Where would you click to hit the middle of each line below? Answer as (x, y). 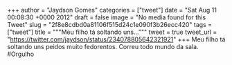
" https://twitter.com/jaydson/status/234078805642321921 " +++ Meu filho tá (116, 39)
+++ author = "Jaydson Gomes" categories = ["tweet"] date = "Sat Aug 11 (112, 10)
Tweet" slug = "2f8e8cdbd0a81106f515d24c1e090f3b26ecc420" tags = (110, 25)
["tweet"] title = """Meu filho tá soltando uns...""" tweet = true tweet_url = (112, 32)
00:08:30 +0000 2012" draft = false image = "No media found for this (107, 17)
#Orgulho (21, 54)
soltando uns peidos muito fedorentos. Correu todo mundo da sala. (103, 47)
